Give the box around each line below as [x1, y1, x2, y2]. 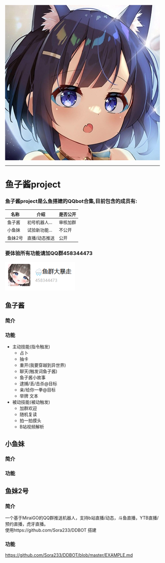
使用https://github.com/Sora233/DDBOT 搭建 [5, 527, 97, 533]
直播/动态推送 [27, 235, 55, 241]
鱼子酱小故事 [19, 374, 46, 381]
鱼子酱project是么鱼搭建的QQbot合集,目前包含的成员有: [5, 198, 137, 205]
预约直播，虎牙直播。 [5, 521, 48, 527]
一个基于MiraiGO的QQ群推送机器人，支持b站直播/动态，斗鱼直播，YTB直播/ [5, 515, 159, 521]
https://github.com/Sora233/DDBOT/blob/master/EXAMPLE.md [5, 552, 133, 558]
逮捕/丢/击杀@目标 [19, 381, 57, 387]
